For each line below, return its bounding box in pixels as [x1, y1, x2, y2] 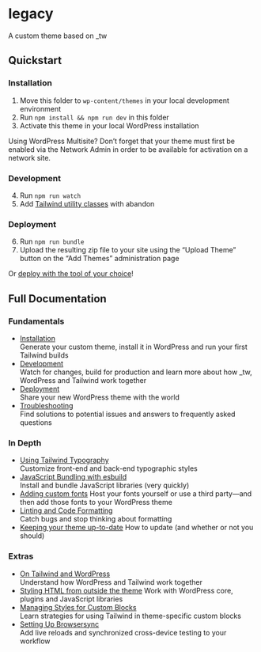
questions [19, 417, 53, 427]
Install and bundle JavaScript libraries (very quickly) [19, 480, 190, 491]
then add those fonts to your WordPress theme [19, 498, 172, 507]
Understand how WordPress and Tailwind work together [19, 577, 203, 586]
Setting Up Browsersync [19, 619, 100, 629]
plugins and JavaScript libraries [19, 594, 123, 604]
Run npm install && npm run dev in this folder [19, 112, 170, 122]
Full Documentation [8, 292, 107, 305]
